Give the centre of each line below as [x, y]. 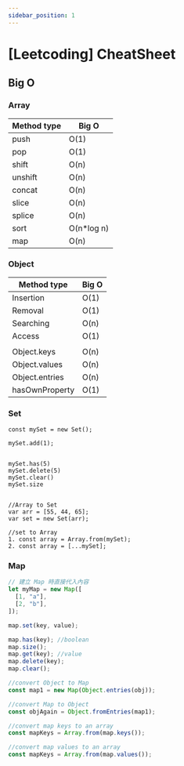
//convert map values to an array [65, 747]
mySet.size [26, 485]
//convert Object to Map [49, 683]
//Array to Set [33, 505]
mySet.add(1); [31, 444]
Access [26, 336]
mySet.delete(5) [34, 471]
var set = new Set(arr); [49, 519]
